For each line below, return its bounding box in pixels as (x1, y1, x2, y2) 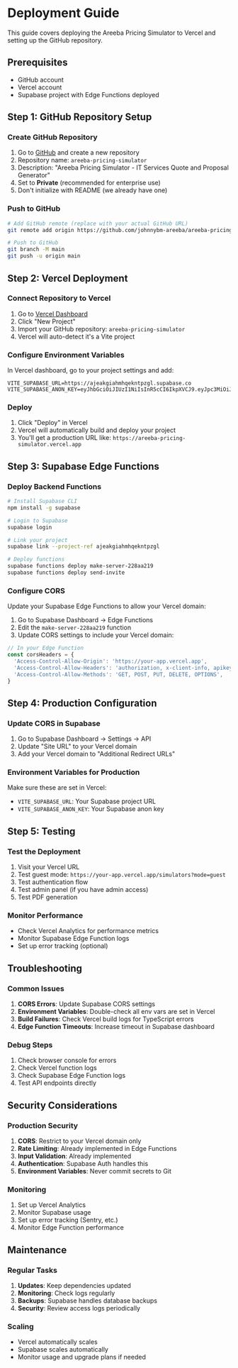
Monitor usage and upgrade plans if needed (17, 1353, 147, 1362)
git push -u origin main (7, 253, 81, 260)
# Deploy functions (7, 556, 65, 563)
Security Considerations (7, 1099, 118, 1111)
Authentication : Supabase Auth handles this (17, 1159, 149, 1168)
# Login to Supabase (7, 517, 69, 524)
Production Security (7, 1120, 79, 1130)
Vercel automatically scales (17, 1337, 98, 1346)
